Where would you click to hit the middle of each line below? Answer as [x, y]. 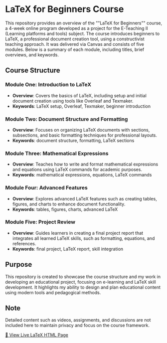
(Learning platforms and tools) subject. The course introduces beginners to [83, 33]
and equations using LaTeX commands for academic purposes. [77, 170]
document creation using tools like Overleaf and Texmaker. [73, 101]
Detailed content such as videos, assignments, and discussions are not [78, 320]
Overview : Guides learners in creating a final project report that [78, 233]
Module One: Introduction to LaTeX [48, 85]
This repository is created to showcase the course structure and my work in [83, 276]
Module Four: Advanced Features [47, 188]
